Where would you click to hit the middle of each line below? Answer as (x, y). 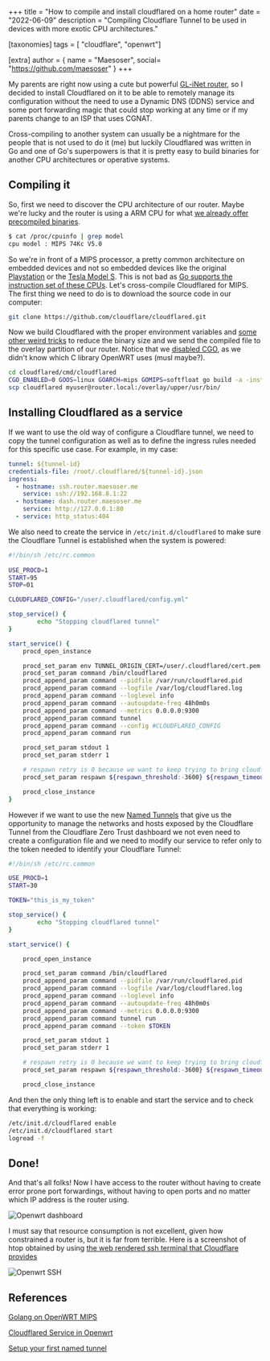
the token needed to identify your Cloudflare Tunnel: (95, 849)
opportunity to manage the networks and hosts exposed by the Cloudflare (131, 823)
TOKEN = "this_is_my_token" (51, 900)
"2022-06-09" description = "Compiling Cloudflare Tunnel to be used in (127, 20)
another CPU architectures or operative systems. (89, 160)
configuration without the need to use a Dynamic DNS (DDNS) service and (131, 101)
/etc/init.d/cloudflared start (61, 1131)
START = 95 (23, 578)
